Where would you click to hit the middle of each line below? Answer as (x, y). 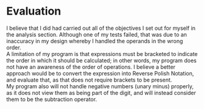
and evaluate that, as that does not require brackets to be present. (89, 80)
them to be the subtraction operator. (52, 99)
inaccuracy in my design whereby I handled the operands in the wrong (95, 41)
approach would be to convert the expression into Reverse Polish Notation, (100, 73)
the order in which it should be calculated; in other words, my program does (101, 60)
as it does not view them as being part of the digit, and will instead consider (101, 93)
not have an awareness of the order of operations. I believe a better (91, 67)
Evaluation (34, 11)
